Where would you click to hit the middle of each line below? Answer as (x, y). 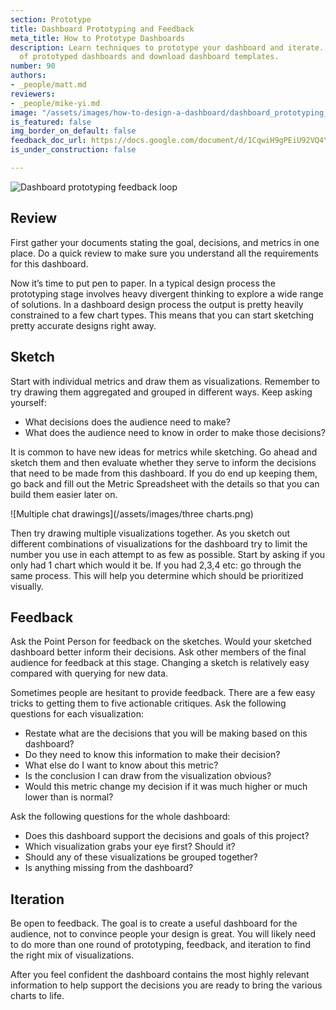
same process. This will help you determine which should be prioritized (157, 575)
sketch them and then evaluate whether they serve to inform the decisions (163, 462)
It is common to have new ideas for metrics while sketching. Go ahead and (164, 452)
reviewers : (33, 94)
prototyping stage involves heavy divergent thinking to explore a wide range (167, 293)
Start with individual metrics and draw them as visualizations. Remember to (165, 381)
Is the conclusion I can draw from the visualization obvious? (148, 776)
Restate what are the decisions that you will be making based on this (166, 733)
